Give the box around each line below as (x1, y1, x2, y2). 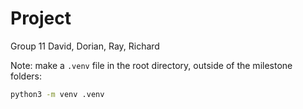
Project (10, 7, 72, 30)
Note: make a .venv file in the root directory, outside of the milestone (10, 59, 293, 71)
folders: (10, 70, 42, 82)
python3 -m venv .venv (10, 89, 105, 99)
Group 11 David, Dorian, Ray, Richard (10, 40, 160, 52)
